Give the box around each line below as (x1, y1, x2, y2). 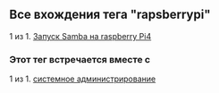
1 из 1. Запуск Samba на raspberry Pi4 (9, 30, 152, 41)
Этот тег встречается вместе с (9, 53, 150, 65)
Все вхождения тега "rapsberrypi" (9, 7, 212, 22)
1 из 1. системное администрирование (9, 73, 156, 84)
